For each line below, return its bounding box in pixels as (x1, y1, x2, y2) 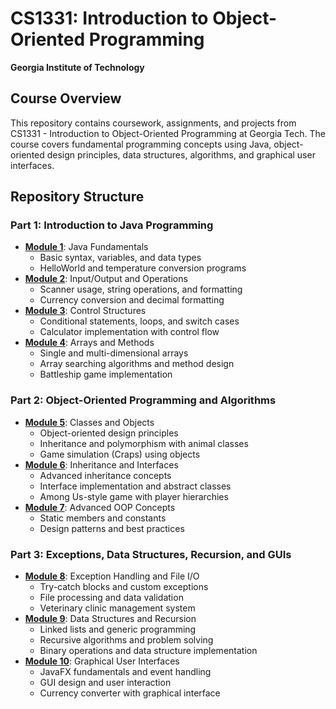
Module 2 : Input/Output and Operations (24, 273, 188, 285)
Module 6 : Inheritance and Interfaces (24, 458, 179, 471)
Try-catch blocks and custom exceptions (39, 581, 209, 593)
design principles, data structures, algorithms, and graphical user (46, 148, 316, 161)
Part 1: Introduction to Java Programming (10, 218, 214, 232)
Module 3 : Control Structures (24, 305, 147, 317)
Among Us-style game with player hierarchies (39, 490, 229, 502)
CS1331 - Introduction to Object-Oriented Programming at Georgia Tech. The (10, 127, 326, 139)
